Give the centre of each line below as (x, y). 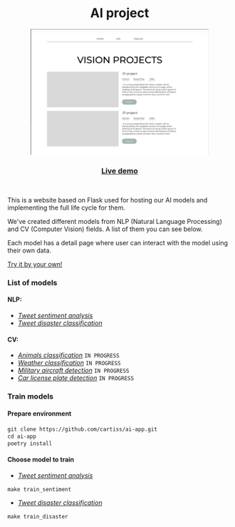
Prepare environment (40, 413)
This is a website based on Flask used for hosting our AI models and (108, 200)
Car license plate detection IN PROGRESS (75, 378)
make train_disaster (38, 516)
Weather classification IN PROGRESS (69, 363)
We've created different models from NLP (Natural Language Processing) (115, 221)
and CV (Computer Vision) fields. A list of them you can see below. (105, 229)
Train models (31, 396)
